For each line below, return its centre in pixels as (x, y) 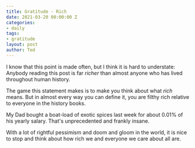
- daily (16, 28)
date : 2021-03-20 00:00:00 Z (42, 17)
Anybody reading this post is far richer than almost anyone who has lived (95, 73)
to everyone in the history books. (46, 103)
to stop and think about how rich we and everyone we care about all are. (93, 139)
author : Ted (21, 50)
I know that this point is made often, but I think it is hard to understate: (90, 67)
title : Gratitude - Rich (36, 11)
